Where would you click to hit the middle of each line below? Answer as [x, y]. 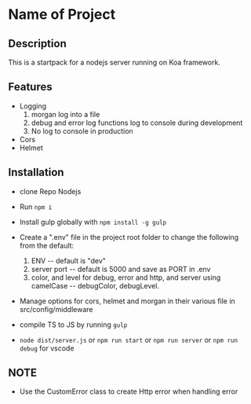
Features [30, 87]
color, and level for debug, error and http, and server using [126, 277]
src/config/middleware [56, 309]
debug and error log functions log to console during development [137, 123]
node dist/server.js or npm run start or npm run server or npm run [128, 340]
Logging [33, 106]
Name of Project [62, 15]
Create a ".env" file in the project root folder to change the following [129, 237]
